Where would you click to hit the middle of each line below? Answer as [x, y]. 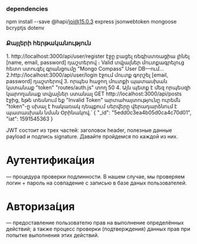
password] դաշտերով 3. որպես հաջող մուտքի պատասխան [87, 81]
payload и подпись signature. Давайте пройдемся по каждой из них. [92, 136]
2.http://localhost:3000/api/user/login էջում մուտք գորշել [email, [87, 75]
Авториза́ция [40, 207]
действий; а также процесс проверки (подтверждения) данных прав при [98, 229]
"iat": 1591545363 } [29, 118]
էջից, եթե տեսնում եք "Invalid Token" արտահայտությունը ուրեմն [93, 100]
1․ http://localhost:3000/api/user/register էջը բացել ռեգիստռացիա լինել [98, 56]
